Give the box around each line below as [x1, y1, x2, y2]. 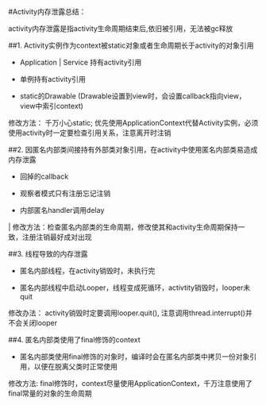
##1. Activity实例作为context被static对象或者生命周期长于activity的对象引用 [8, 40, 254, 50]
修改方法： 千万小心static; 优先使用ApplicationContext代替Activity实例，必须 [8, 118, 259, 127]
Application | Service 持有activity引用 [19, 58, 142, 67]
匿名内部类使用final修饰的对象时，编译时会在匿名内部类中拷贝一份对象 [19, 352, 250, 361]
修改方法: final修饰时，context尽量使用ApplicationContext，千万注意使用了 [8, 379, 253, 388]
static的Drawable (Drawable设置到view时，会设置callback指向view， [19, 91, 246, 101]
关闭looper [21, 318, 58, 327]
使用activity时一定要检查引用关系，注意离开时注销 [8, 128, 172, 137]
